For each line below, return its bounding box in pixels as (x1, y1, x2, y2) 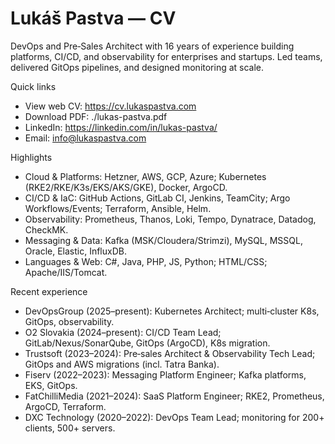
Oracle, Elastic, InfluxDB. (24, 245, 127, 257)
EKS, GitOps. (24, 379, 78, 391)
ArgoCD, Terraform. (24, 400, 107, 412)
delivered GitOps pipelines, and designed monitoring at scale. (10, 61, 265, 73)
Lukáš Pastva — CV (10, 7, 177, 30)
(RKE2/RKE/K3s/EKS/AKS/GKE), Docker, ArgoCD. (24, 181, 228, 193)
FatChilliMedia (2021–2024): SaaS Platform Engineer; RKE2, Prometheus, (24, 390, 325, 402)
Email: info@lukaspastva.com (24, 132, 147, 144)
